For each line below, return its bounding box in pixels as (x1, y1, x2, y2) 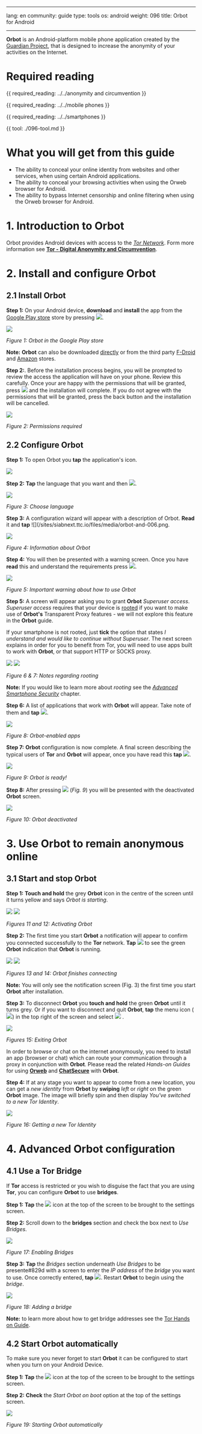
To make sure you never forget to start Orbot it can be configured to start (6, 1355, 188, 1362)
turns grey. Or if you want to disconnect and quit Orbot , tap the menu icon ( (6, 1006, 194, 1013)
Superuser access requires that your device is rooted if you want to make (6, 604, 188, 611)
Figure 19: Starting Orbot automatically (6, 1421, 103, 1429)
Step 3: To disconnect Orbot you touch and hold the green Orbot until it (6, 999, 186, 1007)
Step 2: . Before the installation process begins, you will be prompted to (6, 367, 182, 374)
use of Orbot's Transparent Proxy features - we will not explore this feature (6, 610, 194, 618)
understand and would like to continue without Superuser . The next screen (6, 635, 192, 642)
